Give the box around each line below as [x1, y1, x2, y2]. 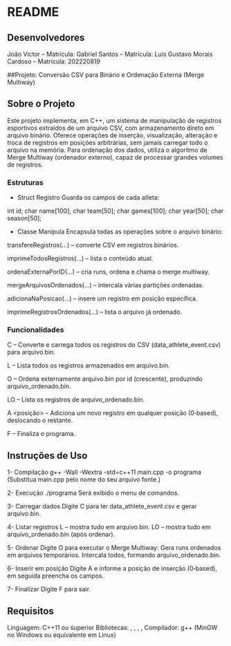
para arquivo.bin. [7, 348, 56, 357]
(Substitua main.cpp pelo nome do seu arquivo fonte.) [7, 475, 161, 484]
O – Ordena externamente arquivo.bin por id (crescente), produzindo [7, 374, 203, 383]
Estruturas [7, 178, 44, 187]
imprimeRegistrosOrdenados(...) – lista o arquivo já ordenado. [7, 308, 182, 316]
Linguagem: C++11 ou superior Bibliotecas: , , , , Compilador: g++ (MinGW [7, 623, 218, 632]
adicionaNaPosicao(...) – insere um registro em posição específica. [7, 294, 198, 303]
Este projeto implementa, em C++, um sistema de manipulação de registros [7, 116, 222, 124]
